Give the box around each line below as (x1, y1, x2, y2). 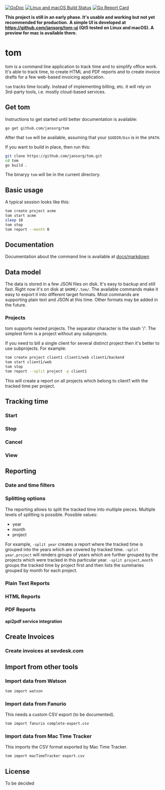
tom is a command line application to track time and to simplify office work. (5, 63, 158, 69)
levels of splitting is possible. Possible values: (5, 511, 98, 518)
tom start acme (5, 213, 36, 218)
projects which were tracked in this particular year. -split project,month (5, 557, 154, 563)
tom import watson (5, 689, 43, 694)
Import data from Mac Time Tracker (5, 733, 92, 740)
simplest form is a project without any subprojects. (5, 331, 108, 337)
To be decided (5, 780, 34, 787)
